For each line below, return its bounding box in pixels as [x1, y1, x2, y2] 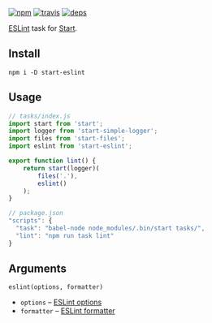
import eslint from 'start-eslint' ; [8, 142, 132, 150]
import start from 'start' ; [8, 119, 104, 127]
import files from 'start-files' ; [8, 135, 126, 143]
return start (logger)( [23, 164, 100, 172]
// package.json [8, 209, 63, 217]
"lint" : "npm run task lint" [15, 231, 115, 239]
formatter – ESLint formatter [19, 306, 115, 316]
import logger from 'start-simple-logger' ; [8, 127, 158, 136]
